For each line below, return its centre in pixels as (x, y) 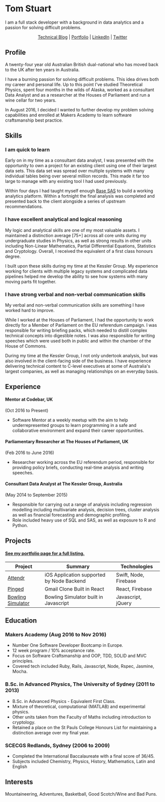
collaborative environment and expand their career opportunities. (78, 430)
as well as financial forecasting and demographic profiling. (71, 515)
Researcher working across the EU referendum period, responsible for (83, 462)
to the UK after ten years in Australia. (42, 70)
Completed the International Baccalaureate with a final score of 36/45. (83, 756)
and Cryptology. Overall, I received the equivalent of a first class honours (79, 251)
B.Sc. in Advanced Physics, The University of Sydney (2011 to (80, 684)
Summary (78, 566)
